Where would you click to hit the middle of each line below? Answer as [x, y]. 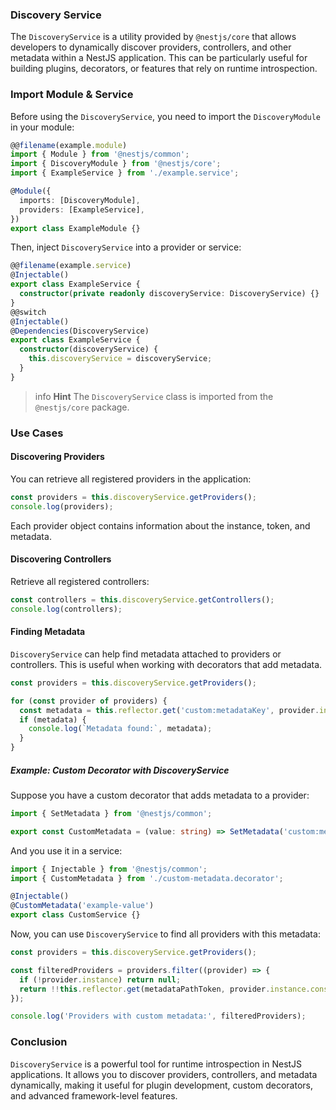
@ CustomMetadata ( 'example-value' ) [82, 906]
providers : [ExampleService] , [82, 209]
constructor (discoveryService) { [89, 349]
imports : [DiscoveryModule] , [80, 200]
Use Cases [37, 433]
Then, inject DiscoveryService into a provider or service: [126, 247]
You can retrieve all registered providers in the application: [131, 479]
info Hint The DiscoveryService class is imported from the [154, 396]
